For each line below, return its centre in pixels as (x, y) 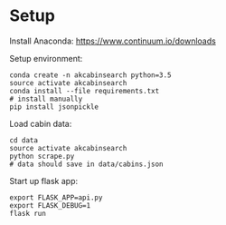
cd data (24, 140)
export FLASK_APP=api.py (56, 197)
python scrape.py (42, 156)
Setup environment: (46, 58)
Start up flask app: (44, 181)
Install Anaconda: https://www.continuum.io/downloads (113, 41)
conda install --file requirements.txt (85, 91)
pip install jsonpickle (54, 107)
